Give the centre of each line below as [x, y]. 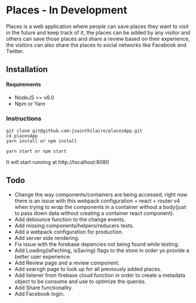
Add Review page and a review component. [67, 263]
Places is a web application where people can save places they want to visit [97, 26]
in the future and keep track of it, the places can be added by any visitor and [98, 32]
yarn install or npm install [42, 141]
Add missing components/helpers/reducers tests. [74, 225]
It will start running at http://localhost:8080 [58, 162]
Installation [27, 70]
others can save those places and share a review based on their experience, [98, 39]
